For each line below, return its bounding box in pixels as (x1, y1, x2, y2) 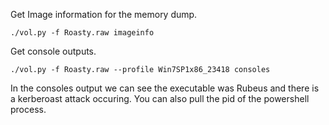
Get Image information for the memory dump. (10, 9, 198, 20)
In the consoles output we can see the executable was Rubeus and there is (10, 82, 320, 94)
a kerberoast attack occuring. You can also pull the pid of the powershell (10, 93, 310, 104)
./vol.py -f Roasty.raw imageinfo (10, 28, 155, 38)
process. (10, 104, 47, 115)
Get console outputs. (10, 45, 97, 57)
